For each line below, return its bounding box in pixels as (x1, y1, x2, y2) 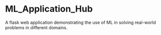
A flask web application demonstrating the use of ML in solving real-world (5, 19, 156, 25)
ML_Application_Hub (5, 3, 93, 15)
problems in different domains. (5, 24, 68, 30)
